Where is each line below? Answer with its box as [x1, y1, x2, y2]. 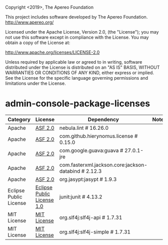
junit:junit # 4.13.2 [59, 193, 102, 200]
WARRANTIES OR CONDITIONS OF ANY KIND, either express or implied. [5, 70, 154, 76]
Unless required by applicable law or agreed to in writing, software [5, 59, 142, 65]
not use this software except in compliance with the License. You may [5, 35, 149, 40]
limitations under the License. [5, 80, 66, 86]
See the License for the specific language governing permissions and [5, 75, 148, 81]
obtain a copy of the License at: [5, 40, 70, 46]
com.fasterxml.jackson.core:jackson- [59, 161, 147, 168]
